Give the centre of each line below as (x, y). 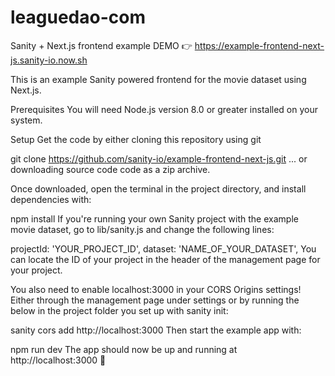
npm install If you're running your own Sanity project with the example (154, 218)
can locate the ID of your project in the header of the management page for (165, 259)
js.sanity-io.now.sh (49, 60)
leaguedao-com (78, 17)
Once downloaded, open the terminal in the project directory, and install (158, 188)
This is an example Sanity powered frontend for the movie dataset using (158, 79)
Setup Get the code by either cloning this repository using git (136, 139)
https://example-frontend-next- (259, 45)
